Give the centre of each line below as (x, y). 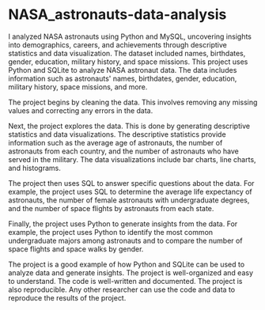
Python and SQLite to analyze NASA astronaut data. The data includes (123, 70)
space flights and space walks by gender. (76, 249)
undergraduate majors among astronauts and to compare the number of (125, 240)
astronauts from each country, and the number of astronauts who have (123, 151)
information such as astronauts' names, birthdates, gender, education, (123, 78)
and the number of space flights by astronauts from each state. (111, 208)
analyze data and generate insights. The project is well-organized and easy (131, 272)
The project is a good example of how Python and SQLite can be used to (127, 264)
